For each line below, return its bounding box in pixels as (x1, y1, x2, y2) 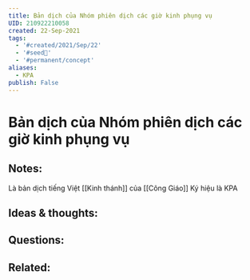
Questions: (8, 234, 65, 247)
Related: (8, 261, 51, 274)
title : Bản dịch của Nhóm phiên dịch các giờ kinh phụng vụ (8, 11, 213, 20)
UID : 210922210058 (8, 19, 69, 27)
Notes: (8, 162, 42, 176)
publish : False (8, 78, 59, 86)
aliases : (8, 64, 38, 72)
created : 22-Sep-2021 (8, 26, 81, 34)
